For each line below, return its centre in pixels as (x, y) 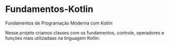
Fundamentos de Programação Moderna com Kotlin (59, 23)
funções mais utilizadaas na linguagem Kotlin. (53, 38)
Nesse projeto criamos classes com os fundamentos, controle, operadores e (85, 32)
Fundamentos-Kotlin (49, 9)
